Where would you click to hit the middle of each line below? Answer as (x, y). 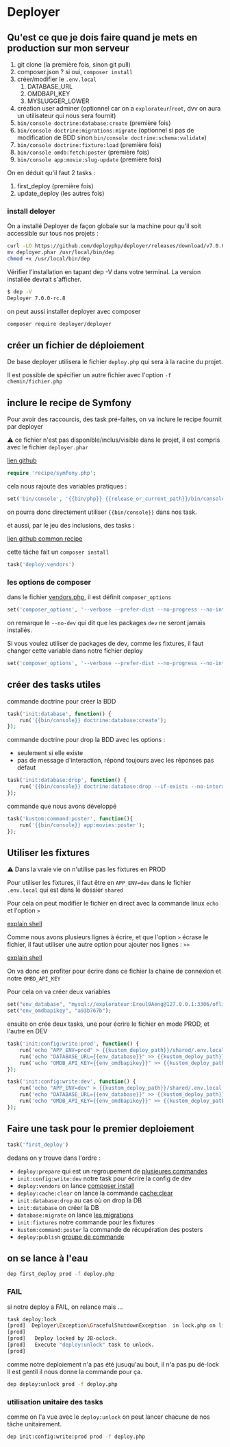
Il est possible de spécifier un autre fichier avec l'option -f (89, 375)
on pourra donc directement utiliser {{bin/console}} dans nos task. (102, 512)
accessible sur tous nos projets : (53, 234)
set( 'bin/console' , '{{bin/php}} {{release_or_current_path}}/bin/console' (117, 499)
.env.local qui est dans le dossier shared (65, 890)
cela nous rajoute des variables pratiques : (67, 486)
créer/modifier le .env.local (57, 79)
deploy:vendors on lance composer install (76, 1185)
